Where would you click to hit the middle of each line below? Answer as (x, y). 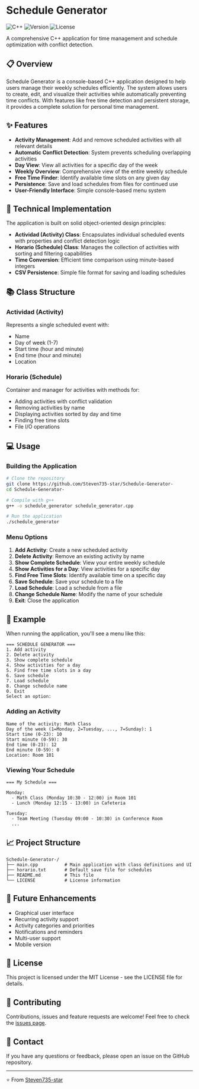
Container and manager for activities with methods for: (73, 390)
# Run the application (34, 517)
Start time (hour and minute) (49, 349)
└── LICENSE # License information (63, 880)
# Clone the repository (36, 479)
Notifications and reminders (49, 931)
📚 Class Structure (41, 292)
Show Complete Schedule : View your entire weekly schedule (90, 563)
